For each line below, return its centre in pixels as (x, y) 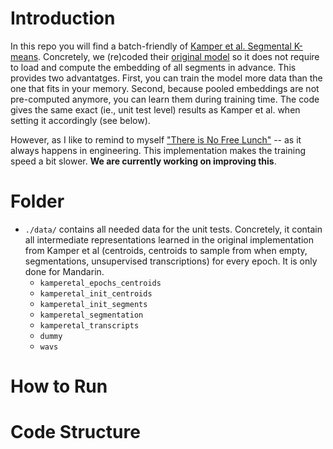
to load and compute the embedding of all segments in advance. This (153, 67)
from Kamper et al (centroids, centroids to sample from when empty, (166, 250)
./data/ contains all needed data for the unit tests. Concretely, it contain (173, 229)
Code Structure (75, 432)
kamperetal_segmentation (91, 315)
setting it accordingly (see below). (80, 120)
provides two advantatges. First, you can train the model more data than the (166, 78)
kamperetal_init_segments (93, 304)
